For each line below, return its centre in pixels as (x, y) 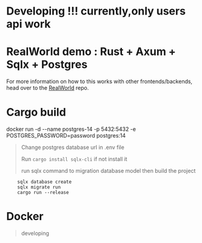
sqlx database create (44, 182)
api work (29, 24)
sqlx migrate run (39, 187)
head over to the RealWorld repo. (48, 88)
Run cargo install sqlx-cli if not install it (74, 159)
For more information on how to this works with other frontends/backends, (99, 82)
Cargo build (36, 112)
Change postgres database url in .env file (72, 147)
